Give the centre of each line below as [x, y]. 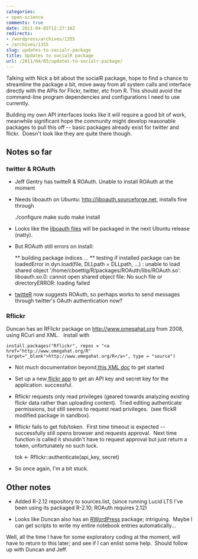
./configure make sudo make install [57, 217]
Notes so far [29, 152]
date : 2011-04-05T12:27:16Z [41, 28]
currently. [18, 103]
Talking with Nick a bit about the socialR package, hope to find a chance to [97, 78]
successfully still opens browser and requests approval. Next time [96, 433]
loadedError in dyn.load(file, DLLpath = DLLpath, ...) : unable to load [97, 264]
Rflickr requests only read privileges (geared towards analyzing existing [102, 396]
